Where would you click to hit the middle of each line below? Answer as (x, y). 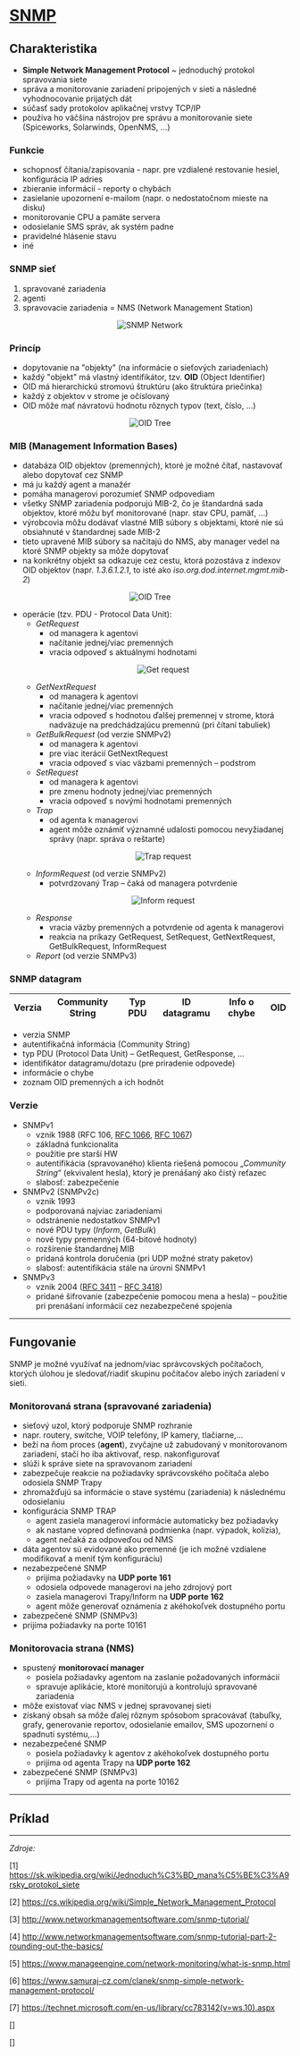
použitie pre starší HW (76, 1153)
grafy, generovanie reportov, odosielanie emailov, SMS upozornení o (148, 1725)
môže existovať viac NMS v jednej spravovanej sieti (117, 1706)
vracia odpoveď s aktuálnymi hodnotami (123, 652)
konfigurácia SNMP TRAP (69, 1511)
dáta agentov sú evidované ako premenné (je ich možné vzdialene (144, 1549)
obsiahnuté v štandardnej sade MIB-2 (91, 532)
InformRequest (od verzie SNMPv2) (101, 874)
